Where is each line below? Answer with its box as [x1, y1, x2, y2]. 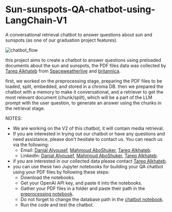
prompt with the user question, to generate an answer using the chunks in [5, 99, 162, 106]
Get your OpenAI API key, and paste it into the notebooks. [20, 180, 143, 186]
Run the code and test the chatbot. [20, 202, 94, 208]
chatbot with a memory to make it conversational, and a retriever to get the [5, 89, 163, 95]
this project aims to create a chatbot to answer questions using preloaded [5, 57, 161, 63]
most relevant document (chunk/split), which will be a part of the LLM [5, 94, 152, 100]
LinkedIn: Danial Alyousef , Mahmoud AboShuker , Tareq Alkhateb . [20, 152, 158, 158]
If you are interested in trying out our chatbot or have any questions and [12, 130, 165, 137]
